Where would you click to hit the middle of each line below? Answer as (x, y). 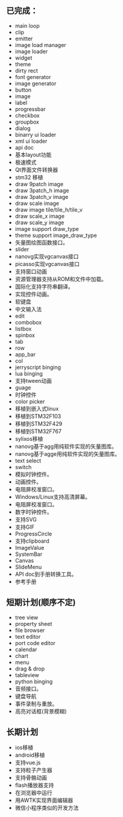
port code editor (35, 643)
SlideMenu (28, 567)
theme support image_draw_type (56, 235)
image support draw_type (47, 229)
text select (28, 461)
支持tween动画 (33, 380)
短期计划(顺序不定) (41, 603)
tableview (27, 675)
